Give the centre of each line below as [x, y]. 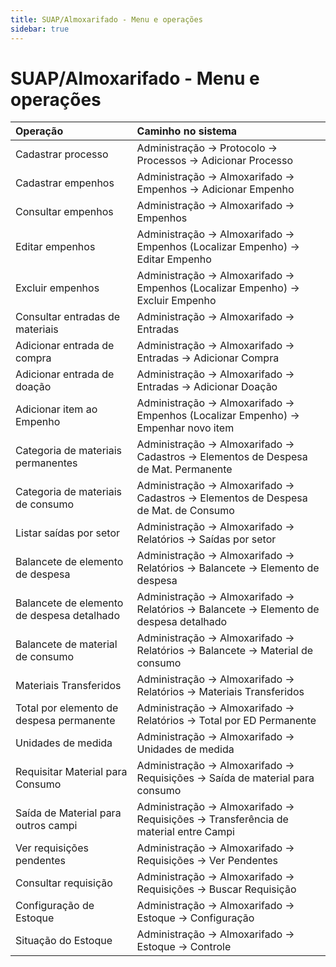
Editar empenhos [55, 247]
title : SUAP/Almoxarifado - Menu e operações [106, 19]
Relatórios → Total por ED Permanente [226, 721]
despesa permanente [65, 721]
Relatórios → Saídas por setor [206, 539]
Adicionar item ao [56, 409]
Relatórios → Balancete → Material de [225, 651]
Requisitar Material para [71, 772]
